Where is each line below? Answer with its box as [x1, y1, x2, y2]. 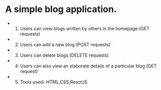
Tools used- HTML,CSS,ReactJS [20, 79, 87, 85]
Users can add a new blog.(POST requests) [20, 41, 111, 47]
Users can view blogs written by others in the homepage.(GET [20, 25, 150, 31]
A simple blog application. [5, 4, 117, 15]
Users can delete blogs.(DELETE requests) [20, 52, 109, 58]
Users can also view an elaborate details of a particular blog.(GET [20, 63, 157, 69]
